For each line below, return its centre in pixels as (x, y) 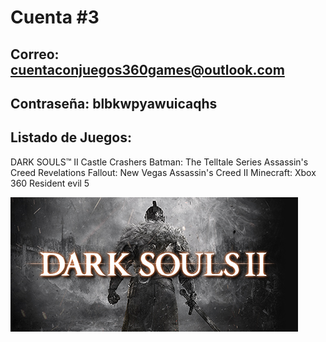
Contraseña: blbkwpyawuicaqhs (114, 103)
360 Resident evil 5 (50, 183)
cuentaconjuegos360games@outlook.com (147, 69)
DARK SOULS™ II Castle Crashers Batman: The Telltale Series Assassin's (159, 162)
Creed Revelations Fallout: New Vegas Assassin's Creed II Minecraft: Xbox (163, 172)
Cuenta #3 (55, 17)
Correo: (35, 54)
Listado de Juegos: (71, 137)
